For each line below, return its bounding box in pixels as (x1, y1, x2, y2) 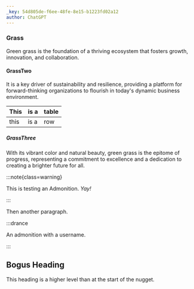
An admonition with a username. (6, 231, 86, 238)
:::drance (6, 219, 29, 226)
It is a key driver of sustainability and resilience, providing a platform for (6, 81, 183, 88)
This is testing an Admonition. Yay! (6, 185, 91, 192)
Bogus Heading (6, 260, 64, 270)
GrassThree (6, 134, 36, 141)
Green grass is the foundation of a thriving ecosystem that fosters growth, (6, 47, 188, 54)
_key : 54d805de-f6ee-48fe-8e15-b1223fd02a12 (6, 8, 119, 15)
